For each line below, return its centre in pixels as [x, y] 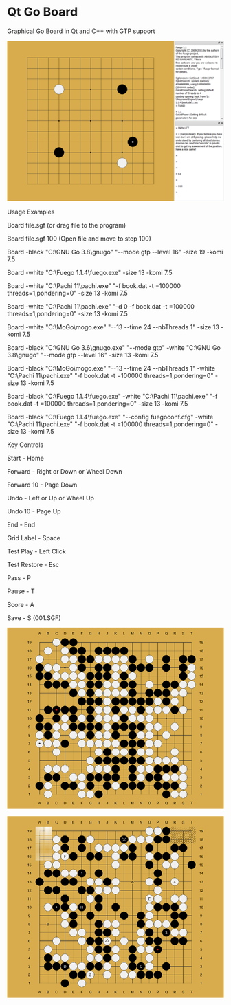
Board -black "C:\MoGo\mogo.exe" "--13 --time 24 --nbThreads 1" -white [111, 368]
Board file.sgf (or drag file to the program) [67, 225]
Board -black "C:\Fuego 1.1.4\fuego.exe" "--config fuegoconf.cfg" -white [110, 417]
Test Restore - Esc [33, 565]
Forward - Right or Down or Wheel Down [65, 472]
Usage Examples [31, 212]
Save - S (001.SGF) [34, 618]
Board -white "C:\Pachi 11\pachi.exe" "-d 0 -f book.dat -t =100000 [101, 307]
